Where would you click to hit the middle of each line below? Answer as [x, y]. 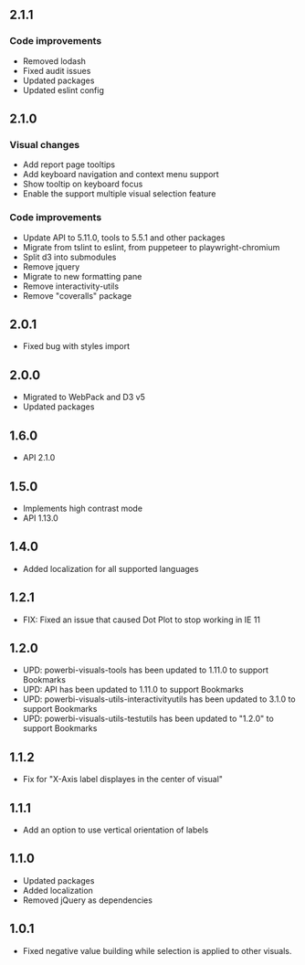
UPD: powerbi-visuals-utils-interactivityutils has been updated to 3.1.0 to [159, 699]
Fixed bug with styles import [76, 346]
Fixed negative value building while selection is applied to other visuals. [157, 950]
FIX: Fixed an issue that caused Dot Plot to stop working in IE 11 [142, 620]
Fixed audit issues [57, 70]
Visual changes [45, 145]
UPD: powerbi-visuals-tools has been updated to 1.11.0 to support [146, 670]
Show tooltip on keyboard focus [83, 184]
